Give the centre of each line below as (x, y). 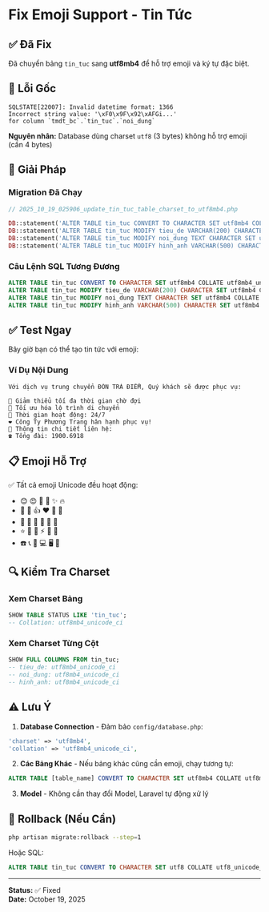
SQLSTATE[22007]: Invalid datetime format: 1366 (91, 107)
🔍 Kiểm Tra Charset (59, 571)
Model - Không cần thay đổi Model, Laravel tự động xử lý (114, 793)
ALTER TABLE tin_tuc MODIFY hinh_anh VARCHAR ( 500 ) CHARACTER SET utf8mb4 (134, 305)
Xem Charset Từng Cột (54, 643)
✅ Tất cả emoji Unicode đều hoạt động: (73, 484)
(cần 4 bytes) (30, 144)
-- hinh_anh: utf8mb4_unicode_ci (64, 682)
